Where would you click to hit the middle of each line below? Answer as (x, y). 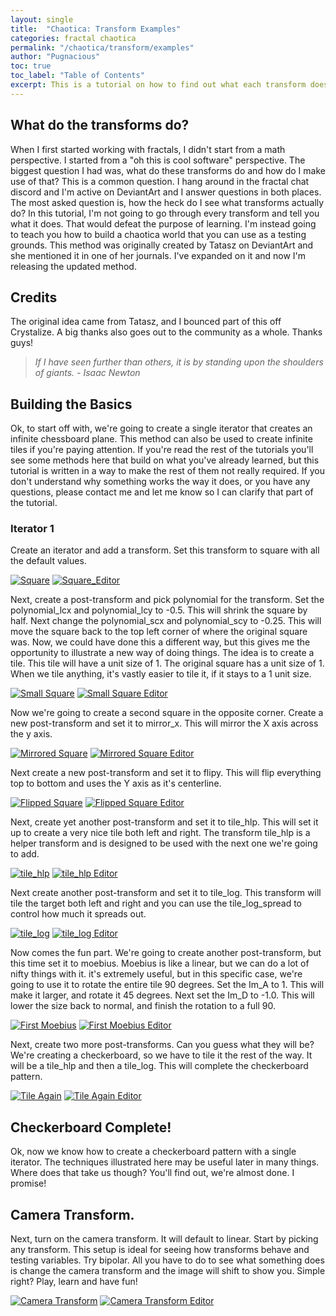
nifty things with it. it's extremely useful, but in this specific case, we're (156, 974)
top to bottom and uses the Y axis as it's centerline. (116, 783)
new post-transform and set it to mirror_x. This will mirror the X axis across (164, 723)
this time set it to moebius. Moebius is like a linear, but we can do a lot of (160, 963)
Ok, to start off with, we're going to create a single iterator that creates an (161, 428)
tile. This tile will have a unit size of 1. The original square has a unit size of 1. (167, 663)
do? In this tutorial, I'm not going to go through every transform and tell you (165, 213)
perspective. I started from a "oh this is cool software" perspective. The (158, 160)
